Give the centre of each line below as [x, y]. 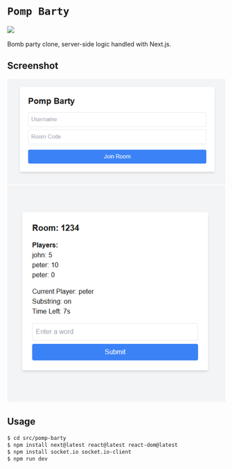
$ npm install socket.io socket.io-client [69, 452]
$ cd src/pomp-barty [37, 439]
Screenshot [33, 66]
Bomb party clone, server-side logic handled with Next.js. [89, 44]
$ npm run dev [28, 459]
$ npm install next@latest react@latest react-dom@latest [92, 445]
